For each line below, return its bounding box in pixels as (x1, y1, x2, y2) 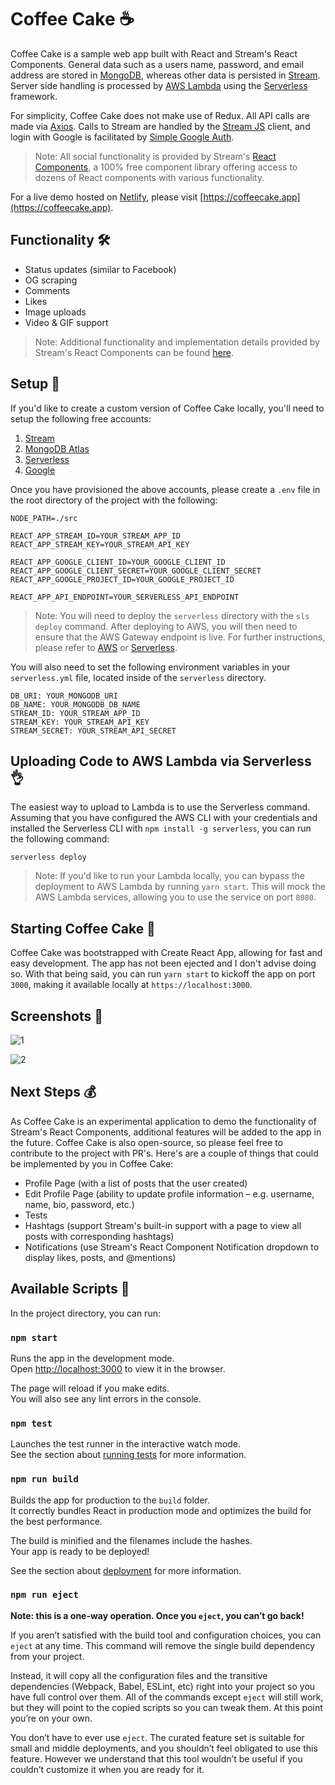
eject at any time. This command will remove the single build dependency (10, 1639, 316, 1651)
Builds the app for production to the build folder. (10, 1494, 211, 1506)
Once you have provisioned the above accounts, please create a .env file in (10, 483, 321, 495)
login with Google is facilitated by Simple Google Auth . (10, 131, 235, 143)
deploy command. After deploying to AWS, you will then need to (34, 620, 298, 632)
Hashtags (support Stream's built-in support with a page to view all (24, 1219, 302, 1231)
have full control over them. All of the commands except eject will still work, (10, 1691, 324, 1703)
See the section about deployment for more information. (10, 1564, 242, 1576)
